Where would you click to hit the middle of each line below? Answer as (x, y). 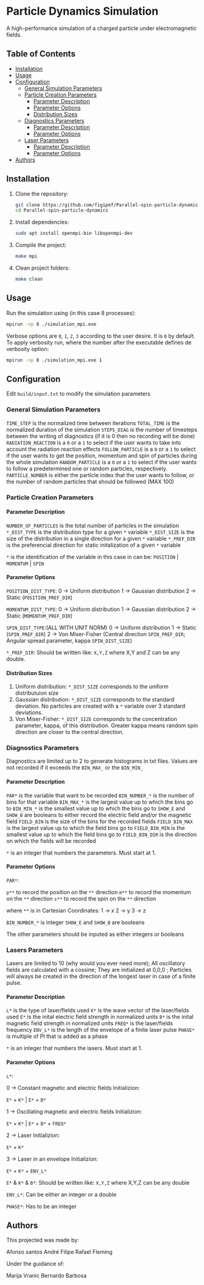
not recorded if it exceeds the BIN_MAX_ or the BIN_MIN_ (75, 768)
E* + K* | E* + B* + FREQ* (37, 1123)
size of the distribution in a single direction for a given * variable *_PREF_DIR (101, 538)
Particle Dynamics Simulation (83, 11)
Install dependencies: (42, 222)
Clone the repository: (42, 193)
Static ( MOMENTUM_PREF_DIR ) (40, 615)
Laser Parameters (46, 140)
